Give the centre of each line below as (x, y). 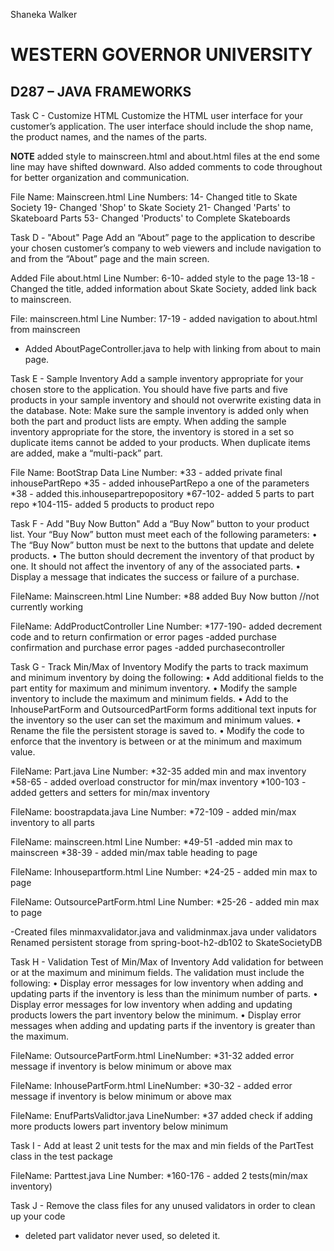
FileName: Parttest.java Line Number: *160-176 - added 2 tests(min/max (159, 1175)
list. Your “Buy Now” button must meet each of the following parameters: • (164, 534)
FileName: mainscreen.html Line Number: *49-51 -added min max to (151, 842)
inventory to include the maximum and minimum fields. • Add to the (149, 698)
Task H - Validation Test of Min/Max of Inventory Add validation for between (167, 962)
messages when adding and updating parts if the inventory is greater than (163, 1025)
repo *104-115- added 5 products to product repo (112, 504)
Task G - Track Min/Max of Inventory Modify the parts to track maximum (159, 667)
